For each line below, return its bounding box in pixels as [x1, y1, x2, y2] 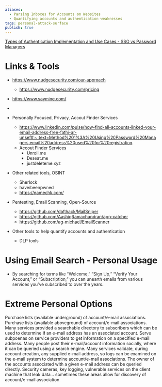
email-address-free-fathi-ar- [19, 130, 77, 135]
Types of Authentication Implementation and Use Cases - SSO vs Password [5, 39, 156, 44]
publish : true [5, 25, 34, 30]
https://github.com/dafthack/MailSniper [19, 209, 98, 214]
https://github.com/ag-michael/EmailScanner [19, 219, 110, 225]
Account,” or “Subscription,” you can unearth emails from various [12, 276, 143, 282]
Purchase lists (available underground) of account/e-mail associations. [5, 314, 146, 320]
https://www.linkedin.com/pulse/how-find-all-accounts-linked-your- [19, 124, 156, 130]
